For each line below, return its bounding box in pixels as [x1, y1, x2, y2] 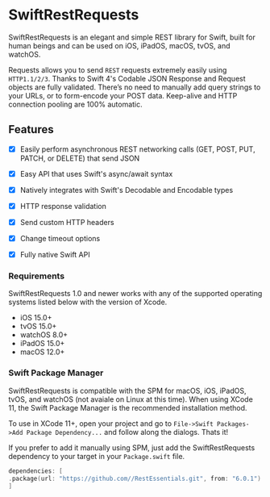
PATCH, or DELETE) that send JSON [19, 153, 140, 163]
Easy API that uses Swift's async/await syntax [19, 169, 173, 178]
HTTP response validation [19, 201, 106, 211]
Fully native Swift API [19, 250, 90, 260]
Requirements [8, 270, 65, 282]
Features [8, 123, 54, 136]
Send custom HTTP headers [19, 218, 114, 227]
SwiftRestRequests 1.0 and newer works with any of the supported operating [8, 289, 263, 299]
